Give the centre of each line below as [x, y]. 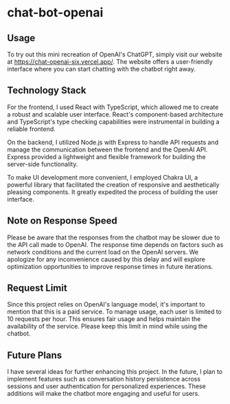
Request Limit [37, 288]
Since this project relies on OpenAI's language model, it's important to [106, 305]
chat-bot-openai [55, 13]
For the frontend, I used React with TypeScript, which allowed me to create [113, 107]
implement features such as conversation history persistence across [104, 379]
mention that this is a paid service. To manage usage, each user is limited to [114, 312]
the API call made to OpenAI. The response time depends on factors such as [115, 244]
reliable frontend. [32, 129]
